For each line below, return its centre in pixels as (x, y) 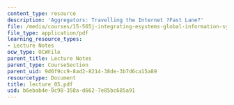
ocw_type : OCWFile (34, 52)
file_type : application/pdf (48, 33)
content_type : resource (42, 13)
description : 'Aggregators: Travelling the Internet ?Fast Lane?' (106, 20)
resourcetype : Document (42, 78)
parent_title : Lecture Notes (49, 59)
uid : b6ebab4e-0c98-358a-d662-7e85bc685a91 (71, 90)
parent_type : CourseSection (48, 65)
